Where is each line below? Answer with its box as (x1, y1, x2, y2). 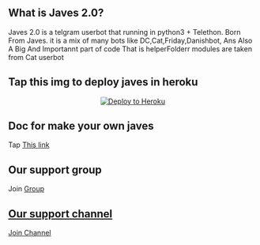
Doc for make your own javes (8, 119, 154, 133)
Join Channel (8, 228, 51, 238)
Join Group (8, 184, 45, 194)
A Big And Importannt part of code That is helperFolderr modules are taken (8, 43, 253, 54)
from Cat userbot (8, 52, 65, 62)
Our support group (8, 163, 103, 176)
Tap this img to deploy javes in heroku (8, 75, 198, 89)
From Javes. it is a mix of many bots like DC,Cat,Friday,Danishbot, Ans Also (8, 36, 253, 45)
